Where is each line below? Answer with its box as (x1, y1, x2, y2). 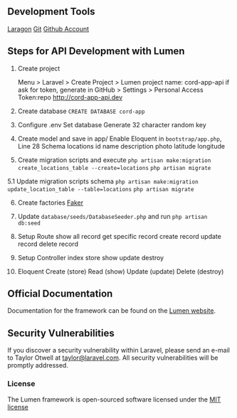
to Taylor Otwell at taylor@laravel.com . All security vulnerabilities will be (7, 353, 218, 362)
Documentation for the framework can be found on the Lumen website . (7, 306, 216, 315)
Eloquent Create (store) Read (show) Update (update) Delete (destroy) (17, 267, 224, 276)
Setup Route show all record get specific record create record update (17, 232, 222, 240)
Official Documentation (7, 288, 113, 300)
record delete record (17, 240, 78, 248)
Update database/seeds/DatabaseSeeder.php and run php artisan (17, 212, 208, 220)
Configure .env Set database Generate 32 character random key (17, 120, 206, 129)
